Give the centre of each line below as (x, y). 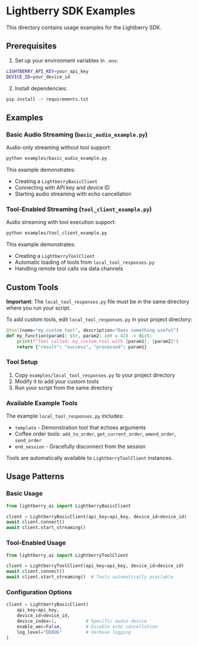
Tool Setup (22, 362)
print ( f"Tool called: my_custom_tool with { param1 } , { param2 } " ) (98, 341)
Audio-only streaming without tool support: (59, 147)
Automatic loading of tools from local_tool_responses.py (85, 262)
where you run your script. (39, 308)
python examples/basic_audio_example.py (57, 159)
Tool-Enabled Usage (36, 543)
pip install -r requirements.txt (47, 99)
